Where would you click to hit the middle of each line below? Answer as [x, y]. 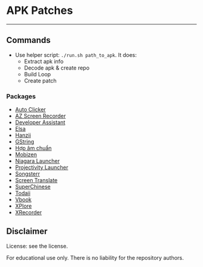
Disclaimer [27, 232]
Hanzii [23, 135]
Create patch [40, 81]
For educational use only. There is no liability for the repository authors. [95, 257]
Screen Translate [36, 180]
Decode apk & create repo [56, 68]
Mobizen [26, 154]
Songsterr [27, 174]
